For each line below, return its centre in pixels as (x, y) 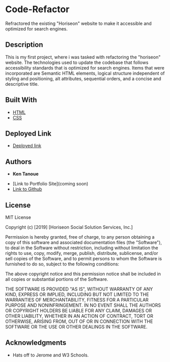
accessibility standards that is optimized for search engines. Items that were (85, 68)
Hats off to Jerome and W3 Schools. (50, 355)
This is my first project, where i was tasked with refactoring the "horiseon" (83, 57)
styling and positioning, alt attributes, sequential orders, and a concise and (83, 78)
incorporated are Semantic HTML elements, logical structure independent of (85, 73)
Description (24, 45)
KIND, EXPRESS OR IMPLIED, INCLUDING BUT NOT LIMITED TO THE (77, 294)
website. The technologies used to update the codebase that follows (77, 62)
